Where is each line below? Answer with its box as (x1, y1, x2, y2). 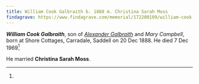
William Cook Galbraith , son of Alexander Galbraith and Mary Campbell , (6, 30, 185, 37)
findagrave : (6, 14, 36, 20)
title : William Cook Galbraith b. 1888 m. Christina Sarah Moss (6, 8, 168, 15)
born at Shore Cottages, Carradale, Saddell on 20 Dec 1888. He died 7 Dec (6, 37, 188, 44)
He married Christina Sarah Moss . (6, 56, 91, 63)
